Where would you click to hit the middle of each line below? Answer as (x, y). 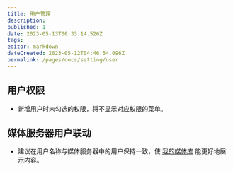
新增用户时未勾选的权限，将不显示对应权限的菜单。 (92, 108)
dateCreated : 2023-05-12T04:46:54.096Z (66, 54)
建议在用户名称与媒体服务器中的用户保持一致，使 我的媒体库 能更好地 (119, 151)
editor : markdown (33, 47)
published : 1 (27, 27)
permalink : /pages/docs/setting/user (63, 60)
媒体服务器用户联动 (49, 132)
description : (27, 20)
